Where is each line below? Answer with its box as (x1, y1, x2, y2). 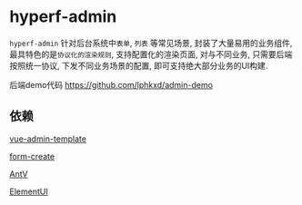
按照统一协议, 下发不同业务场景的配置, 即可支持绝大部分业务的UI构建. (9, 60, 268, 71)
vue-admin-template (9, 133, 86, 144)
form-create (9, 151, 55, 161)
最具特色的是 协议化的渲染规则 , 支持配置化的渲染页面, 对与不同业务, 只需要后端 (9, 48, 293, 60)
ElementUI (9, 186, 48, 197)
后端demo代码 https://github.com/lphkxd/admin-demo (9, 79, 214, 90)
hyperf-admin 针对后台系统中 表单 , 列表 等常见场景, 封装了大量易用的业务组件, (9, 37, 293, 48)
